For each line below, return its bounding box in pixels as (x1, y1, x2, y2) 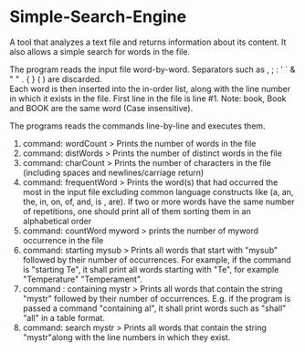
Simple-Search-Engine (9, 6, 187, 27)
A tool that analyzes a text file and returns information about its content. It (9, 36, 287, 47)
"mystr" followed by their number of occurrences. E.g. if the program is (22, 293, 291, 304)
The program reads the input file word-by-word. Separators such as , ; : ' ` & (9, 64, 296, 75)
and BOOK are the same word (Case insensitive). (9, 102, 194, 113)
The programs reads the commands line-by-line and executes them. (9, 120, 267, 131)
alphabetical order (22, 215, 92, 226)
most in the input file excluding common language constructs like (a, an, (22, 186, 294, 197)
